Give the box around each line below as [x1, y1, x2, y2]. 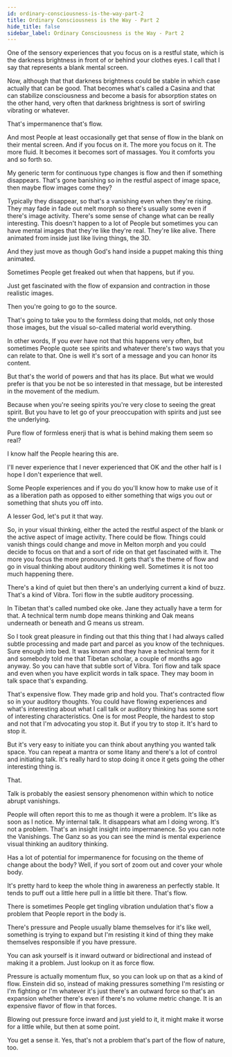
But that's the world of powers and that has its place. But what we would [7, 372, 214, 381]
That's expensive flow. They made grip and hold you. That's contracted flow [7, 690, 225, 699]
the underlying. [7, 415, 51, 424]
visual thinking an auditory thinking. [7, 840, 109, 848]
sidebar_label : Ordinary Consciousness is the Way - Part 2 [7, 29, 185, 37]
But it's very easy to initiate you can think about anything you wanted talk [7, 740, 216, 749]
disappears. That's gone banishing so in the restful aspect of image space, [7, 176, 221, 185]
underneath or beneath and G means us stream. [7, 619, 144, 627]
